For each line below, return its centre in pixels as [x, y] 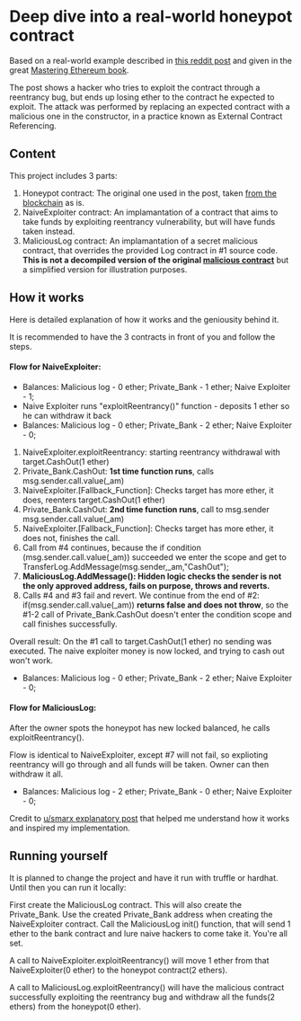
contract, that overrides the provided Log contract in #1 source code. [150, 250]
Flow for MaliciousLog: [53, 708]
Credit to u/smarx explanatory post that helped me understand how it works [150, 818]
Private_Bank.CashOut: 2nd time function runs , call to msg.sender [146, 509]
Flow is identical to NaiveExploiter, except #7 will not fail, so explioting [138, 755]
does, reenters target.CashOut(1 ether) [94, 500]
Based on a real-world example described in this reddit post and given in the [150, 60]
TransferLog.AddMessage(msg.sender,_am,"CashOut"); [125, 566]
